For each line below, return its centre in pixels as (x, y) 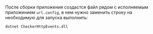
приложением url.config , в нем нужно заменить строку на (69, 12)
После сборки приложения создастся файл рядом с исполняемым (77, 7)
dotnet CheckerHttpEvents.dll (37, 27)
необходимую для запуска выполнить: (46, 17)
